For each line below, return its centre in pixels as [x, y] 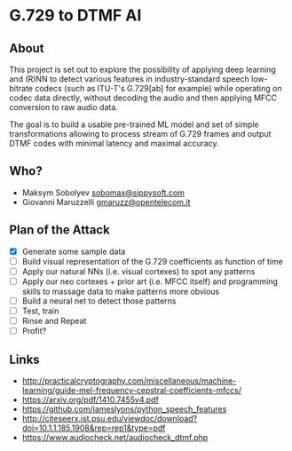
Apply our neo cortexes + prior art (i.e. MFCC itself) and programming [150, 281]
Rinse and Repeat [54, 321]
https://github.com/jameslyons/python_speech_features [124, 408]
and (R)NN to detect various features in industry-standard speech [130, 79]
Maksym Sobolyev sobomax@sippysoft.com [103, 193]
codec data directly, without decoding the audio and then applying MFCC [143, 98]
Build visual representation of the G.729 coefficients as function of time [153, 261]
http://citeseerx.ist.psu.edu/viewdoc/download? [110, 418]
